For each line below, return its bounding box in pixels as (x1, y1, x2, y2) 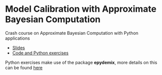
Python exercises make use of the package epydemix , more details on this (5, 59, 158, 65)
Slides (12, 45, 25, 50)
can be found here (5, 65, 43, 71)
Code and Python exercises (12, 50, 69, 56)
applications (5, 35, 30, 41)
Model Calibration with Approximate (5, 3, 157, 15)
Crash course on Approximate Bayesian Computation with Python (5, 30, 139, 36)
